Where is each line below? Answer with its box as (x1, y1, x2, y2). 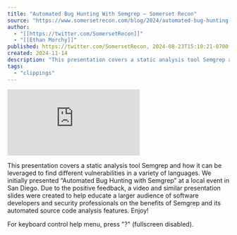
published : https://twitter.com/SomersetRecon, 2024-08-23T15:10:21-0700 (7, 43, 229, 50)
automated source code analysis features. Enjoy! (7, 206, 150, 215)
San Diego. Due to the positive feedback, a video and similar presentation (7, 183, 221, 192)
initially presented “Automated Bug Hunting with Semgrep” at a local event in (7, 176, 230, 184)
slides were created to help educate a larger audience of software (7, 191, 199, 200)
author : (7, 23, 30, 30)
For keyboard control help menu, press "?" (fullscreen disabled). (7, 219, 194, 228)
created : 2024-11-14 (7, 50, 68, 57)
